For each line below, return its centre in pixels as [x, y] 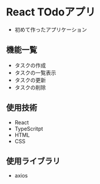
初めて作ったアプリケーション [51, 29]
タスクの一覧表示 [35, 73]
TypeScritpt [29, 129]
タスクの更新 [30, 80]
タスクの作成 [30, 65]
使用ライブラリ [33, 161]
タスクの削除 [30, 87]
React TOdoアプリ [51, 12]
